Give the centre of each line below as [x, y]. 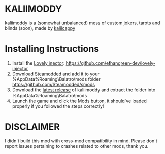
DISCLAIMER [32, 127]
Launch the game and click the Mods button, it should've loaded [79, 101]
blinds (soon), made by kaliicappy [40, 28]
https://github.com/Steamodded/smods [53, 84]
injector [20, 68]
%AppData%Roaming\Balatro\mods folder [56, 79]
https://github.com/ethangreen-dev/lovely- [111, 63]
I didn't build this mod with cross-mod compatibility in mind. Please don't [81, 141]
